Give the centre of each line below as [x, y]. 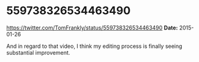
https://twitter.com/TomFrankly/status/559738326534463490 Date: [92, 28]
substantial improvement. [38, 52]
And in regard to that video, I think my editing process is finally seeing [94, 46]
